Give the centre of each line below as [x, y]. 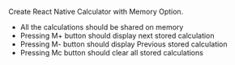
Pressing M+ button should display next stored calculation [117, 36]
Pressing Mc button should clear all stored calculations [112, 53]
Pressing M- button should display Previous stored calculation [124, 44]
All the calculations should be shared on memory [102, 27]
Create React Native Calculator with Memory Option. [96, 12]
